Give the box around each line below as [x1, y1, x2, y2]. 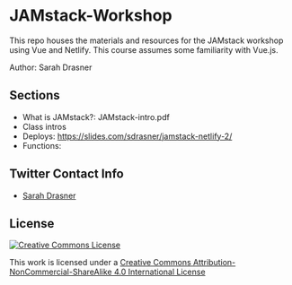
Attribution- [192, 257, 236, 268]
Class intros [22, 121, 67, 132]
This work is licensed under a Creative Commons [9, 257, 191, 268]
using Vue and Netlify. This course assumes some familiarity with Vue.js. [9, 44, 279, 55]
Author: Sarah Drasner [9, 62, 93, 73]
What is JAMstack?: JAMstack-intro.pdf [22, 111, 171, 122]
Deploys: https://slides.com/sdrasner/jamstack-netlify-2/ [22, 131, 233, 142]
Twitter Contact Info [9, 167, 124, 182]
